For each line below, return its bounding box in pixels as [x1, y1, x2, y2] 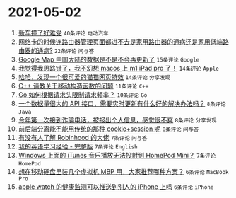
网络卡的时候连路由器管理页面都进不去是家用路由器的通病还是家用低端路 [18, 37, 229, 46]
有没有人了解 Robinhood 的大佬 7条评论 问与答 [18, 133, 148, 141]
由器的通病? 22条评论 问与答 [18, 46, 95, 54]
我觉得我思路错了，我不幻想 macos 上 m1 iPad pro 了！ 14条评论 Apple [18, 64, 220, 72]
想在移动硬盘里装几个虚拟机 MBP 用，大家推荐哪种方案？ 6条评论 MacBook [18, 167, 229, 175]
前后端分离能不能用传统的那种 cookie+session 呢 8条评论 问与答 [18, 124, 199, 133]
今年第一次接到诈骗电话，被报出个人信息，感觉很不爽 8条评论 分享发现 [18, 115, 218, 124]
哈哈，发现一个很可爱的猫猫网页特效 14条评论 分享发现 [18, 72, 171, 81]
